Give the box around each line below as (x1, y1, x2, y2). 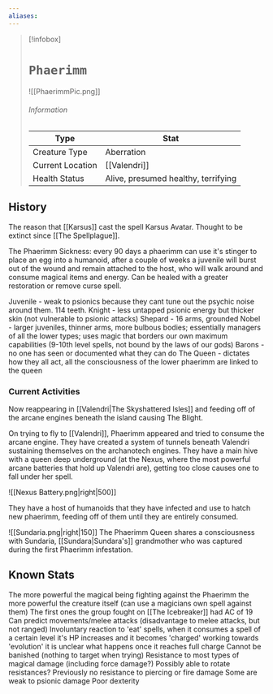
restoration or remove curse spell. (8, 281, 122, 291)
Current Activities (8, 386, 80, 397)
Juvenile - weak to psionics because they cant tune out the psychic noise (8, 296, 255, 306)
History (8, 200, 47, 214)
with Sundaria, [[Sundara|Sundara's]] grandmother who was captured (8, 536, 243, 545)
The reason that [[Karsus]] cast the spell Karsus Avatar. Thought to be (8, 222, 244, 231)
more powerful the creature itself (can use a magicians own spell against (8, 598, 252, 608)
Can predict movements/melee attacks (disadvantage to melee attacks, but (8, 615, 260, 625)
